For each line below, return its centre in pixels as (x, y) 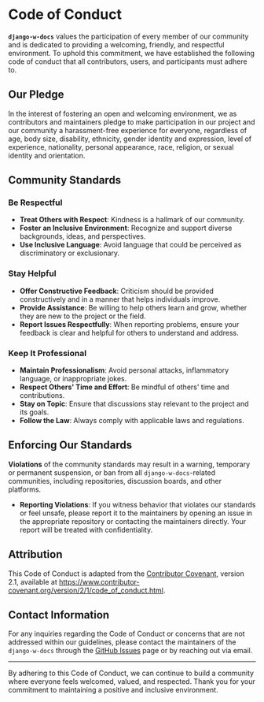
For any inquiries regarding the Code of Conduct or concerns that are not (126, 634)
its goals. (34, 412)
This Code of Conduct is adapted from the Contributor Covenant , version (126, 574)
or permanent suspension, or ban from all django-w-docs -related (112, 472)
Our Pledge (36, 95)
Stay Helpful (32, 273)
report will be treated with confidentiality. (86, 529)
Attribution (35, 554)
